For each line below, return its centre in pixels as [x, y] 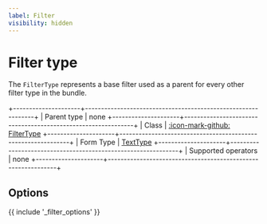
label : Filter [32, 16]
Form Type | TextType [116, 142]
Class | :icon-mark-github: [187, 125]
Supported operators [224, 151]
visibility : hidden [41, 23]
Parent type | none [75, 117]
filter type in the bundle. [48, 93]
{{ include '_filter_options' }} [54, 212]
